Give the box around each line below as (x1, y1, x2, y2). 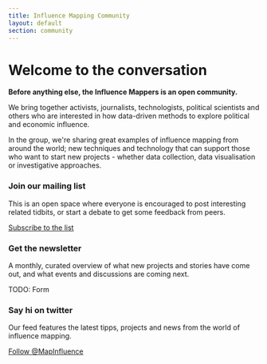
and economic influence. (8, 120, 90, 129)
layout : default (8, 19, 62, 27)
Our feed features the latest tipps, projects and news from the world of (8, 322, 241, 332)
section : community (8, 26, 73, 34)
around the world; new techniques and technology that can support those (8, 144, 250, 153)
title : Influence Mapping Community (8, 11, 130, 20)
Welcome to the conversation (8, 61, 207, 79)
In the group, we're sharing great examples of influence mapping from (8, 135, 239, 144)
